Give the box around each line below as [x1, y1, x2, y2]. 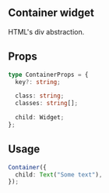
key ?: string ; [15, 78, 61, 86]
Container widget [8, 6, 95, 20]
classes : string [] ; [15, 100, 79, 107]
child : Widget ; [15, 114, 65, 122]
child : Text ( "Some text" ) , [15, 170, 103, 179]
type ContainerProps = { [8, 71, 89, 78]
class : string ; [15, 92, 65, 100]
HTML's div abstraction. [8, 27, 85, 36]
